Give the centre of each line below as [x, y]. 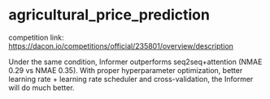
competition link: [36, 37]
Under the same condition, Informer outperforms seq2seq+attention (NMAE [135, 62]
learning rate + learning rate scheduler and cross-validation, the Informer [131, 79]
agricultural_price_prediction [109, 15]
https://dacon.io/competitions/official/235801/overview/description [121, 45]
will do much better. [41, 88]
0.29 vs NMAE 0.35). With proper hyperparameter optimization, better [126, 70]
